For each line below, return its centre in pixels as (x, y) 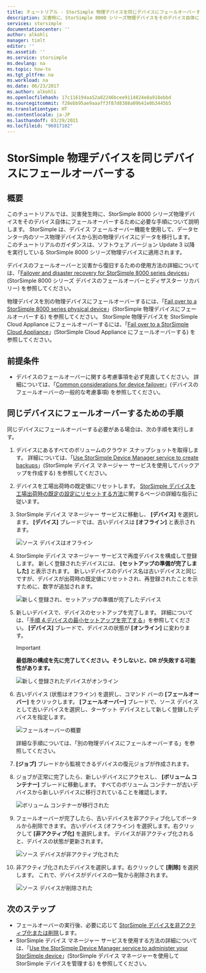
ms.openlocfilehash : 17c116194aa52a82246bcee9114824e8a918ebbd (89, 97)
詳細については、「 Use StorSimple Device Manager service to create (113, 457)
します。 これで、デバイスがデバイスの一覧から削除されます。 (94, 875)
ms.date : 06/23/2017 (33, 86)
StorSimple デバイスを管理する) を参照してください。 (83, 963)
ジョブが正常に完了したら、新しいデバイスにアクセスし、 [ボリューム (103, 777)
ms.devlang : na (26, 63)
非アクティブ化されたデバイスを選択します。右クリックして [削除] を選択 (107, 867)
